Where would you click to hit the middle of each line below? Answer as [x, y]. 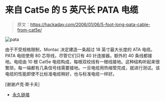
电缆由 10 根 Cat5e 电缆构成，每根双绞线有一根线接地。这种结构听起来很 [87, 61]
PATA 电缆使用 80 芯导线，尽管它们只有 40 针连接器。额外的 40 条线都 [77, 55]
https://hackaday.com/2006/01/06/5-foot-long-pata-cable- [90, 24]
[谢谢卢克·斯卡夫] [23, 84]
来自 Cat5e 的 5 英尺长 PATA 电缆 [72, 10]
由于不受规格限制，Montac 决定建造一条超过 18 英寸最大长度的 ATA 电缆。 [80, 49]
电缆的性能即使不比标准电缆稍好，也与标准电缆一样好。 [61, 74]
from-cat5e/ [29, 30]
